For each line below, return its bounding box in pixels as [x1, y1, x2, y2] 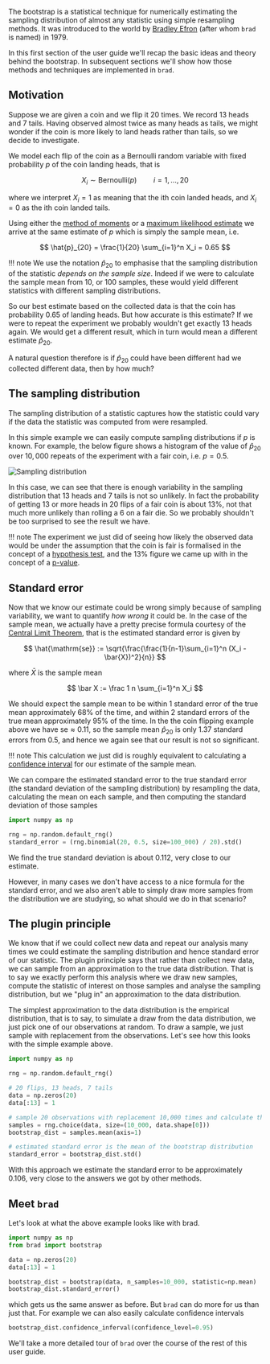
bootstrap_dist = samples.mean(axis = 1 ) [8, 1128, 142, 1136]
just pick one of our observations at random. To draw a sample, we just [8, 1022, 243, 1032]
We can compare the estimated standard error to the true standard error [8, 775, 247, 785]
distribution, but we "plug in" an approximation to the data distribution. [8, 989, 242, 1000]
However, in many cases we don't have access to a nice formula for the [8, 877, 245, 886]
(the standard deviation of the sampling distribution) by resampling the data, [8, 783, 260, 793]
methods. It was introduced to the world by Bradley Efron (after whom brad [8, 24, 256, 33]
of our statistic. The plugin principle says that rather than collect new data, [8, 955, 255, 965]
